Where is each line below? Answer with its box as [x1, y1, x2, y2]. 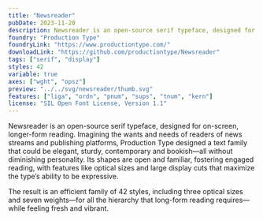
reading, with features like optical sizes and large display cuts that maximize [8, 163, 255, 173]
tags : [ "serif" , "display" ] [8, 56, 101, 64]
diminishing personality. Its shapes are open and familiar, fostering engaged [8, 155, 254, 164]
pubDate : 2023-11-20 [8, 19, 76, 27]
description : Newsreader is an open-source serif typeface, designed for [8, 26, 256, 34]
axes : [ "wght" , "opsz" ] [8, 77, 87, 85]
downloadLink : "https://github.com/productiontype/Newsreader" [8, 48, 220, 56]
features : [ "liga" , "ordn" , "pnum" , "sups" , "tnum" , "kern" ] [8, 92, 213, 100]
